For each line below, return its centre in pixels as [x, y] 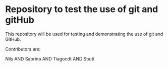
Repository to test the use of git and [82, 9]
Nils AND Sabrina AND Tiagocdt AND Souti [50, 58]
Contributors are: [23, 49]
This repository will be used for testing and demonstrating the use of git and [84, 34]
